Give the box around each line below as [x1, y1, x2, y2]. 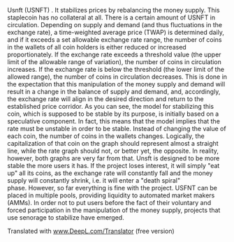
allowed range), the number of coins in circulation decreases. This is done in [7, 73, 228, 81]
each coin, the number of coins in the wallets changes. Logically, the [7, 132, 205, 140]
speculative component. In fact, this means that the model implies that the [7, 117, 220, 125]
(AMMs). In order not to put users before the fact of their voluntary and [7, 199, 212, 206]
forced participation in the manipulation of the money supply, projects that [7, 206, 221, 214]
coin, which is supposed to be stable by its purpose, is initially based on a [7, 109, 219, 118]
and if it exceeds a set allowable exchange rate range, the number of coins [7, 36, 222, 44]
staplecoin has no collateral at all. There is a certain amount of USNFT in [7, 13, 216, 22]
